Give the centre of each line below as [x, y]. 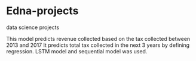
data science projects [33, 27]
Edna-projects [42, 11]
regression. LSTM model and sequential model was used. [77, 51]
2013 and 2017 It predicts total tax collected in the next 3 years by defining [98, 45]
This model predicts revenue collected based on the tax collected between [98, 38]
